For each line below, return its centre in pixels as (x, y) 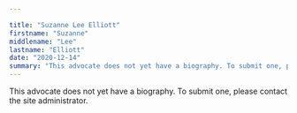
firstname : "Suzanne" (49, 33)
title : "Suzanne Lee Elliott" (65, 25)
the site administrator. (49, 101)
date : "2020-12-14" (45, 58)
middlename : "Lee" (43, 41)
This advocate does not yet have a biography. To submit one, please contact (148, 91)
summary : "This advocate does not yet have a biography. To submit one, (146, 66)
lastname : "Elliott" (47, 49)
